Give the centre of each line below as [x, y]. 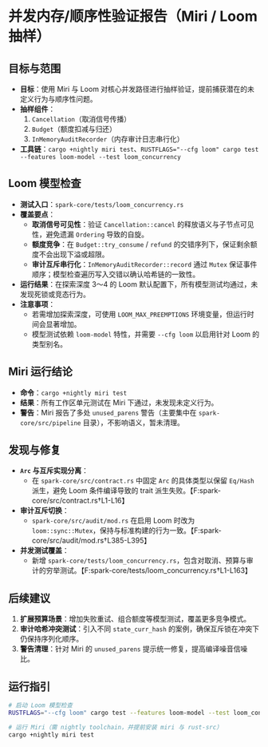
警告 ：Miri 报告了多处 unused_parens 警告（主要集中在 [108, 412]
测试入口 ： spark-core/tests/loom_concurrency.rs [102, 204]
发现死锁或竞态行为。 [55, 294]
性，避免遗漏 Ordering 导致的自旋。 [90, 234]
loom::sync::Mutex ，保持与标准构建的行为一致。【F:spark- [126, 530]
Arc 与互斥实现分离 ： [54, 471]
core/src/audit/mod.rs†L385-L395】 [91, 541]
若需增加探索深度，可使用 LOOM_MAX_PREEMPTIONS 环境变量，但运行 [139, 314]
